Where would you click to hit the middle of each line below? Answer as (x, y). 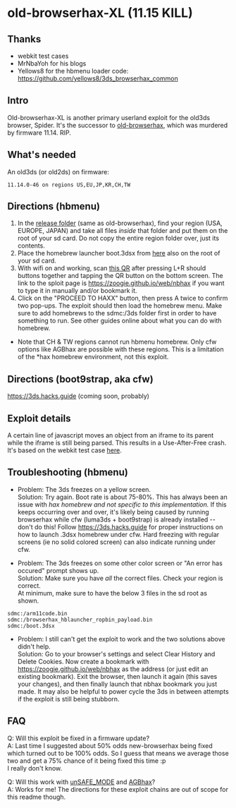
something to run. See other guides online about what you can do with (119, 321)
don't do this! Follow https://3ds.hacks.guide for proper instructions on (120, 526)
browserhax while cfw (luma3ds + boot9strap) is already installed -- (117, 519)
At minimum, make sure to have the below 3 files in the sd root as (112, 593)
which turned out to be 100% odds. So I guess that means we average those (118, 753)
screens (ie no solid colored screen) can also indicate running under (117, 542)
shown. (28, 601)
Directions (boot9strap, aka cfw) (80, 379)
